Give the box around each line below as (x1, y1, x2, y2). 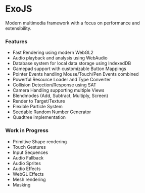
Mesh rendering (12, 176, 46, 182)
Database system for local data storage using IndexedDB (12, 60, 131, 67)
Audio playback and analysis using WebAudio (12, 55, 108, 61)
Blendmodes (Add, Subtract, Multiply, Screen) (12, 92, 109, 99)
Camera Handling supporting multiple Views (12, 87, 105, 93)
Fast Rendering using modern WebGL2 (12, 49, 93, 56)
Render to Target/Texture (12, 98, 65, 104)
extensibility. (5, 25, 32, 31)
